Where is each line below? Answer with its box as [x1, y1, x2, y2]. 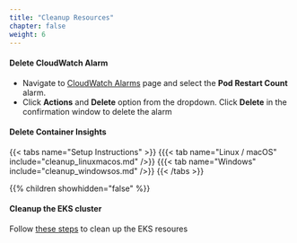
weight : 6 [9, 30, 47, 39]
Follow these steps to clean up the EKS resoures [9, 223, 188, 234]
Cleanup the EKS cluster [9, 204, 102, 214]
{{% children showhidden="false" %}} [9, 183, 151, 194]
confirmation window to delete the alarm [22, 106, 172, 117]
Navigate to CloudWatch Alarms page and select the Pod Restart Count [22, 77, 289, 88]
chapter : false [9, 22, 66, 30]
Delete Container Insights [9, 126, 107, 137]
